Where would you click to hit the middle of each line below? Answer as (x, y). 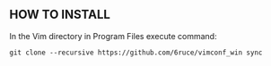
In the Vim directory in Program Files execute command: (113, 36)
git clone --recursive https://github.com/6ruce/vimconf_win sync (136, 53)
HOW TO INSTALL (60, 15)
